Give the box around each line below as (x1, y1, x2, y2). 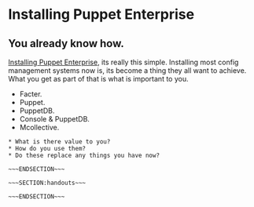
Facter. (19, 89, 42, 99)
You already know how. (8, 37, 124, 50)
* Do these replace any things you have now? (8, 151, 160, 159)
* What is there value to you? (8, 138, 111, 146)
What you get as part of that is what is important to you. (8, 74, 189, 83)
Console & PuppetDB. (19, 114, 90, 123)
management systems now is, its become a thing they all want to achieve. (8, 66, 247, 75)
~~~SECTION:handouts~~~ (8, 179, 87, 187)
